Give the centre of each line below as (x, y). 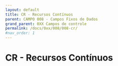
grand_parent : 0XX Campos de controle (46, 24)
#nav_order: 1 (20, 33)
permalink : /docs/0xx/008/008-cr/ (42, 28)
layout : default (22, 10)
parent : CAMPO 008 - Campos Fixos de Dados (52, 19)
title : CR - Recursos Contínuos (39, 14)
